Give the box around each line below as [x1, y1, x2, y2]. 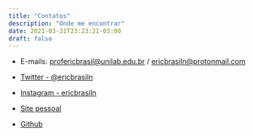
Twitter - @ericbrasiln [19, 72, 93, 82]
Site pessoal [19, 104, 62, 113]
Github [19, 119, 43, 130]
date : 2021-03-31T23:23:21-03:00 [8, 27, 122, 35]
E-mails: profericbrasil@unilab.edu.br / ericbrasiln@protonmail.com [19, 57, 246, 66]
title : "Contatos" [8, 11, 71, 20]
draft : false [8, 34, 53, 43]
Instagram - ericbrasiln [19, 88, 97, 98]
